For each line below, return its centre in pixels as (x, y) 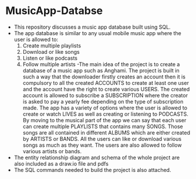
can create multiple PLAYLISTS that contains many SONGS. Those (103, 126)
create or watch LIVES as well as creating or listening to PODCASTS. (105, 114)
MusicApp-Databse (54, 11)
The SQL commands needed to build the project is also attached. (92, 170)
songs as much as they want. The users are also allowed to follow (102, 145)
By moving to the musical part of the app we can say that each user (104, 120)
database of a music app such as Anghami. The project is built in (101, 70)
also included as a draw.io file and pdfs (61, 163)
